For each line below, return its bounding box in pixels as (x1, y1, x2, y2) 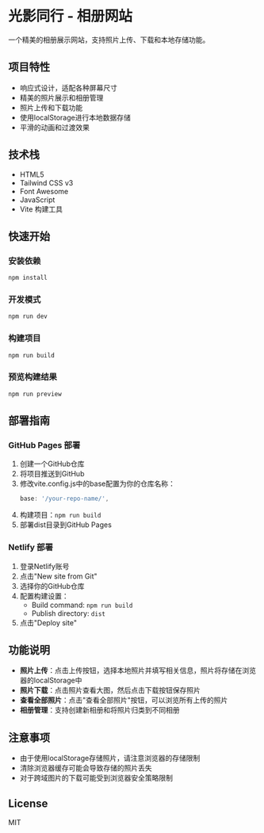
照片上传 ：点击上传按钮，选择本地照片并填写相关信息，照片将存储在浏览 (19, 666, 256, 675)
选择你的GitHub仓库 (19, 581, 85, 590)
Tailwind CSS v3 (19, 178, 74, 187)
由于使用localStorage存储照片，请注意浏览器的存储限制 (19, 754, 201, 763)
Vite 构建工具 (19, 204, 63, 214)
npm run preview (8, 390, 62, 398)
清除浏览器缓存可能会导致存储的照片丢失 (19, 763, 152, 773)
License (8, 797, 48, 810)
